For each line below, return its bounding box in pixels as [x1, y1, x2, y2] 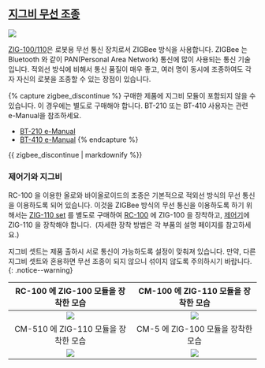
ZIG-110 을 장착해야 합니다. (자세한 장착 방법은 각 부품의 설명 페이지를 [8, 220, 225, 230]
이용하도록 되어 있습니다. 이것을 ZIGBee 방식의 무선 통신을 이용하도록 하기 [16, 200, 244, 210]
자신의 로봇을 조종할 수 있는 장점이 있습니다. [16, 74, 151, 84]
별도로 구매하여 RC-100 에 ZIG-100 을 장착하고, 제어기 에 [76, 210, 250, 220]
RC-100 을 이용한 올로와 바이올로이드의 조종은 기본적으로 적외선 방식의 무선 [8, 191, 241, 200]
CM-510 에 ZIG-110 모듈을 [14, 324, 117, 335]
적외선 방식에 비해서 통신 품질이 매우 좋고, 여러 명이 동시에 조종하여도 [31, 64, 244, 73]
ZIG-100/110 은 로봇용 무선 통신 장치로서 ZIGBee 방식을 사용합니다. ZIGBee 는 [8, 44, 248, 54]
